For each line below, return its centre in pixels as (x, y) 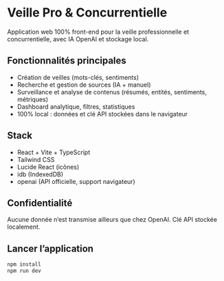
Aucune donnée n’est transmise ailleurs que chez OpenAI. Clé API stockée (112, 220)
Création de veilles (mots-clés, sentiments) (78, 77)
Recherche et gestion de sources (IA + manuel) (84, 85)
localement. (24, 227)
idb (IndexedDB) (40, 174)
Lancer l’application (51, 248)
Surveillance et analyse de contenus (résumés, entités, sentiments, (112, 92)
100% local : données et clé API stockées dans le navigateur (102, 114)
